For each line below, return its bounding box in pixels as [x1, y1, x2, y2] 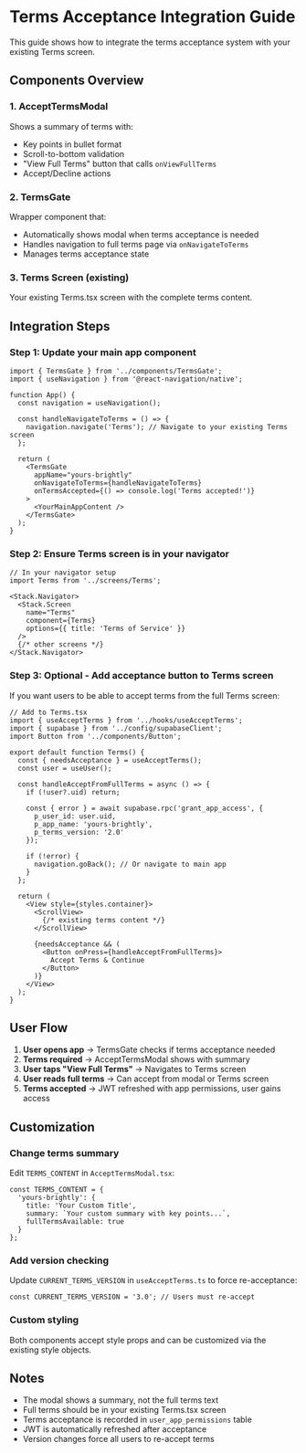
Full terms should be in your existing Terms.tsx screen [22, 1405, 227, 1416]
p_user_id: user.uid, [33, 811, 117, 821]
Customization [9, 1119, 96, 1134]
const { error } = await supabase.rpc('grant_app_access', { [26, 804, 263, 813]
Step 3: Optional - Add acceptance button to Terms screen [9, 669, 274, 682]
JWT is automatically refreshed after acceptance [22, 1424, 207, 1435]
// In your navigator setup [9, 568, 117, 577]
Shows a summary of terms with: [9, 121, 134, 132]
